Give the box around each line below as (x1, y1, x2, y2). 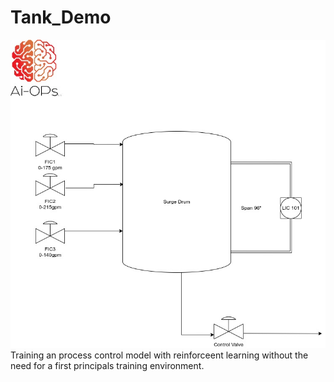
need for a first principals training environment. (10, 359, 205, 371)
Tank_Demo (10, 6, 112, 29)
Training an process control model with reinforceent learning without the (10, 349, 309, 361)
